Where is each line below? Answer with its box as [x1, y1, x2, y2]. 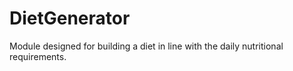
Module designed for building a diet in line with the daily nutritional [9, 40, 284, 52]
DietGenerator [9, 7, 131, 30]
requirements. [9, 50, 67, 62]
